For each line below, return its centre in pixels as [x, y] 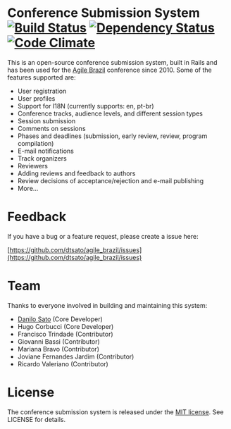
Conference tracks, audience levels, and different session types [110, 113]
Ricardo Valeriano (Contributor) [63, 363]
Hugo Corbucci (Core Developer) [65, 326]
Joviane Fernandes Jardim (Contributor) [76, 356]
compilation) [36, 143]
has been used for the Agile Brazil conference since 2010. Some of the [110, 70]
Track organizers [42, 158]
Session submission [46, 120]
